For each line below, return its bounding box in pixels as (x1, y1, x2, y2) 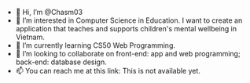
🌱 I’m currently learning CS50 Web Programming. (15, 41, 175, 50)
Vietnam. (15, 32, 46, 41)
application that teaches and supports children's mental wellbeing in (15, 24, 237, 33)
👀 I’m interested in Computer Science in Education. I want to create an (15, 16, 243, 25)
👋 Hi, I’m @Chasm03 (15, 8, 83, 16)
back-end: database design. (15, 57, 108, 67)
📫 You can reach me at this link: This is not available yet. (15, 67, 200, 75)
